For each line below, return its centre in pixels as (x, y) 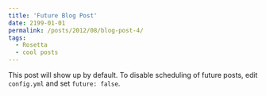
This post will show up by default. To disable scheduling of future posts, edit (133, 75)
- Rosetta (31, 45)
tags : (17, 38)
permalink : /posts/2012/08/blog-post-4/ (76, 30)
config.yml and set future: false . (64, 83)
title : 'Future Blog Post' (53, 15)
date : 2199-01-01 (37, 23)
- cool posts (37, 52)
